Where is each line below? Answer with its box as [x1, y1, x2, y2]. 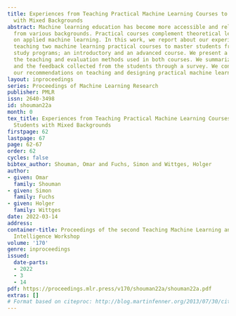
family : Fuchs [13, 194, 55, 201]
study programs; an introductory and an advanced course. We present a [13, 50, 228, 57]
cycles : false [7, 154, 49, 162]
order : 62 [7, 148, 37, 155]
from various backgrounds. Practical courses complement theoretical [13, 30, 221, 37]
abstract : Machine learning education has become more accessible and [7, 23, 218, 30]
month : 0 [7, 108, 33, 115]
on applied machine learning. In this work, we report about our [13, 37, 209, 44]
